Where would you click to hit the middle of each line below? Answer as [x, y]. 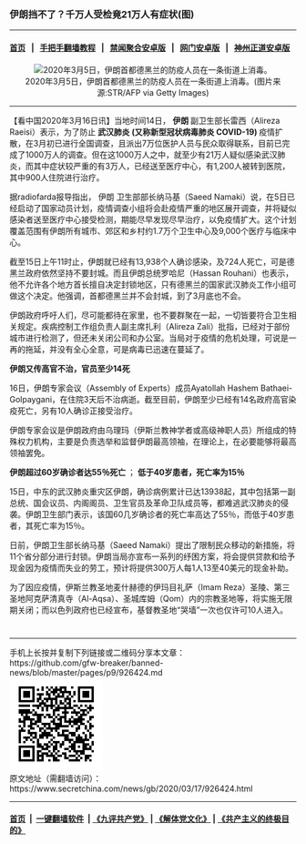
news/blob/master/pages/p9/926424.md [86, 672]
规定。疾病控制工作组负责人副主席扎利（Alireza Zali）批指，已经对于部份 [153, 326]
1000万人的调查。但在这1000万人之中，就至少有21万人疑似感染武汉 [151, 154]
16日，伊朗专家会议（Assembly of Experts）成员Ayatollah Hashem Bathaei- [151, 388]
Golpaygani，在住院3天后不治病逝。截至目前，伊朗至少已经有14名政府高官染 [153, 399]
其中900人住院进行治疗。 [57, 177]
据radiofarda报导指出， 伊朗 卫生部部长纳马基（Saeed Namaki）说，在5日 [148, 197]
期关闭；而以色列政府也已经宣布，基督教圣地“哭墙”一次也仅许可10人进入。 [149, 610]
